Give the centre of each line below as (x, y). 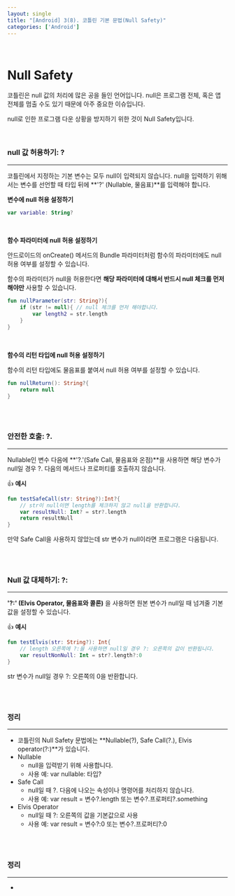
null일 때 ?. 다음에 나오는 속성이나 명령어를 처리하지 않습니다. (111, 790)
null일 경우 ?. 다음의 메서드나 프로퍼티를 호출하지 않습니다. (87, 468)
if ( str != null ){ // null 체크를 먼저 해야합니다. (89, 308)
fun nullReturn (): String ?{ (48, 383)
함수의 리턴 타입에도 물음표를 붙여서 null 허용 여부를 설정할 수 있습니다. (104, 369)
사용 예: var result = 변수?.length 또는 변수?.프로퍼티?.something (118, 799)
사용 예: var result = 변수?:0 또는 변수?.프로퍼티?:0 (98, 824)
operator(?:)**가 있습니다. (53, 749)
